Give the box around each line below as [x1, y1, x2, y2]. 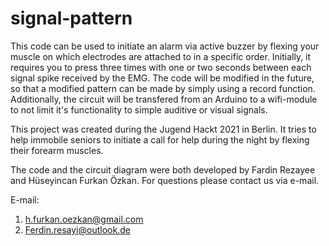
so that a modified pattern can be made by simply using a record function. [10, 82, 316, 94]
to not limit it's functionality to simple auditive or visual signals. [10, 103, 268, 116]
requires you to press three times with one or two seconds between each [10, 61, 312, 73]
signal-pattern [10, 7, 133, 30]
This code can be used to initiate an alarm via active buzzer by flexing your [10, 40, 320, 52]
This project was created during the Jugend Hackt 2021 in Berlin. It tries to [10, 123, 317, 135]
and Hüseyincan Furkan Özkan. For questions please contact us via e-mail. [10, 174, 320, 186]
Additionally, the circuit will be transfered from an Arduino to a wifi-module [10, 93, 318, 105]
